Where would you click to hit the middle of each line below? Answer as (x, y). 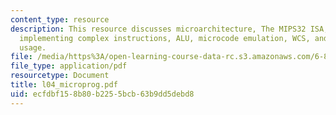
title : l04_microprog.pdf (64, 85)
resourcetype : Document (60, 76)
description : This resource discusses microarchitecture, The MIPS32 (158, 29)
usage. (33, 47)
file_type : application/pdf (69, 66)
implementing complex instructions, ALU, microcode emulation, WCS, (165, 38)
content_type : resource (60, 19)
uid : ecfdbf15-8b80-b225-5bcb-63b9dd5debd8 (102, 94)
